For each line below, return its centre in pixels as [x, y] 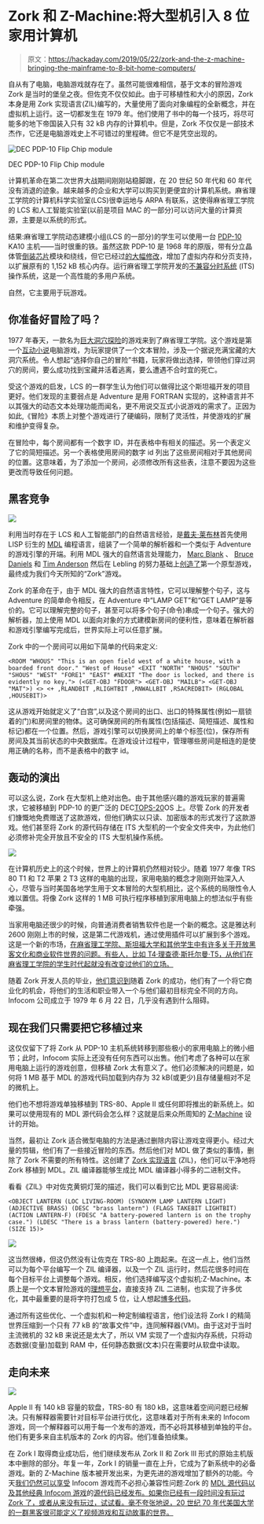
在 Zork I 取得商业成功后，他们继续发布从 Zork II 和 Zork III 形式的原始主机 [128, 1453]
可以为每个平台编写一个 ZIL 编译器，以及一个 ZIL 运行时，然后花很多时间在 [129, 1269]
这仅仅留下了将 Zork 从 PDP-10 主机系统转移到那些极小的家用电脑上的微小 [128, 1048]
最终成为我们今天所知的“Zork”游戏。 [67, 573]
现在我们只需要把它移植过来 [75, 1027]
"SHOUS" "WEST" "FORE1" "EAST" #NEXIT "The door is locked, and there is [132, 675]
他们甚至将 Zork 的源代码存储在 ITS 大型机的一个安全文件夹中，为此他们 [138, 827]
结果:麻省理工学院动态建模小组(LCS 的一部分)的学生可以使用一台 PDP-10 [125, 236]
